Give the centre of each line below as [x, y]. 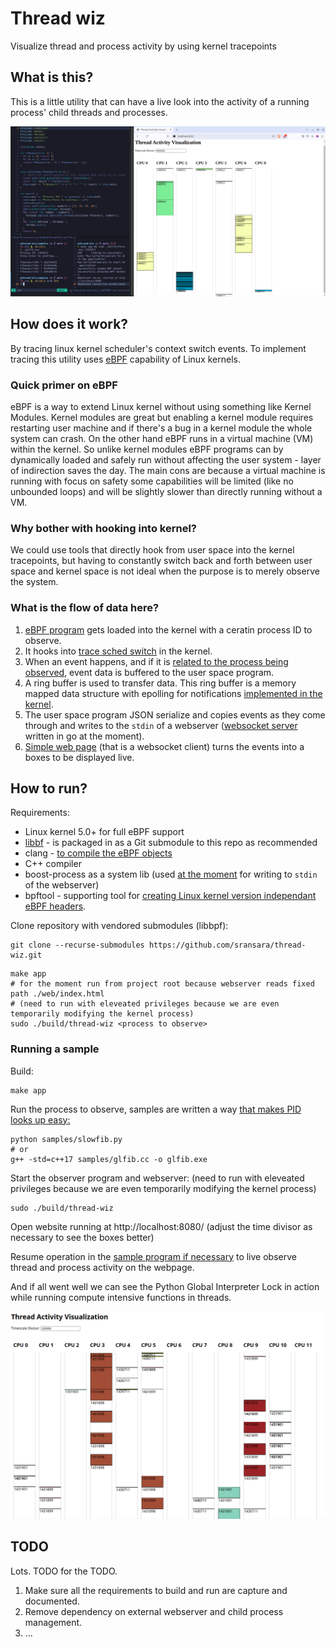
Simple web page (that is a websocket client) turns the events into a [164, 746]
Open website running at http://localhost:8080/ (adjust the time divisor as [161, 1226]
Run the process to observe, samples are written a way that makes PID [156, 1109]
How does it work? [69, 324]
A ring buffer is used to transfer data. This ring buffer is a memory [160, 683]
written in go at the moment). [84, 736]
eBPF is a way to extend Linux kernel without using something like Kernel [161, 407]
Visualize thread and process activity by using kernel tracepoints [143, 46]
